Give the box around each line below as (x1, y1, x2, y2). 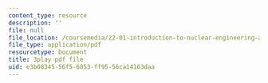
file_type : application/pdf (8, 41, 102, 49)
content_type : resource (8, 11, 88, 20)
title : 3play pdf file (8, 56, 84, 64)
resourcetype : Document (8, 48, 88, 56)
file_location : (8, 33, 59, 42)
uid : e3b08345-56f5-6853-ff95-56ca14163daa (8, 63, 156, 71)
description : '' (8, 19, 62, 27)
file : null (8, 26, 45, 34)
